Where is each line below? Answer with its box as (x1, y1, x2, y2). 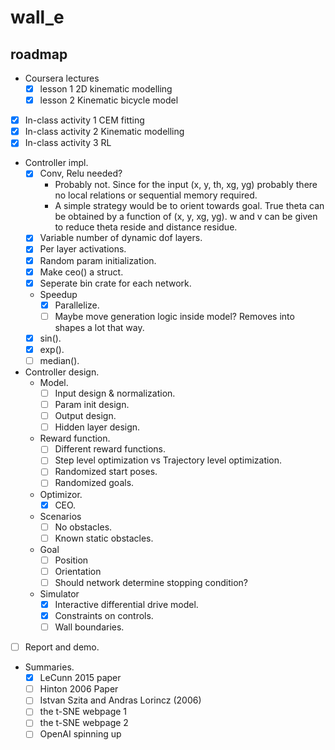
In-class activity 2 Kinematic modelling (24, 126, 185, 138)
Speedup (39, 288, 78, 300)
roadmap (10, 46, 68, 63)
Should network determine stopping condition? (54, 576, 248, 588)
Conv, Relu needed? (39, 167, 123, 180)
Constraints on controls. (54, 609, 154, 621)
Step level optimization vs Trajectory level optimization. (54, 454, 283, 466)
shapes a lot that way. (54, 321, 145, 333)
